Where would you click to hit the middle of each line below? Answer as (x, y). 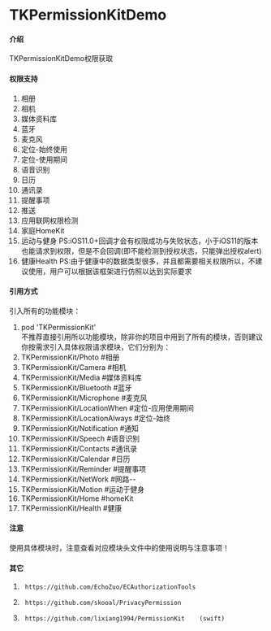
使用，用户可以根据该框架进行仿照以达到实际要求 (110, 271)
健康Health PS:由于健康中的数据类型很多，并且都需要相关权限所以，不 (138, 261)
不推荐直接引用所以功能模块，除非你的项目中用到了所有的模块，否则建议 (142, 337)
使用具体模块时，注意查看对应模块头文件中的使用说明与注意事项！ (119, 548)
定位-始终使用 (44, 149)
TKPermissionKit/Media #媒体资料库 (82, 377)
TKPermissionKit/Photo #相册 (70, 357)
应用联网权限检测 (49, 220)
